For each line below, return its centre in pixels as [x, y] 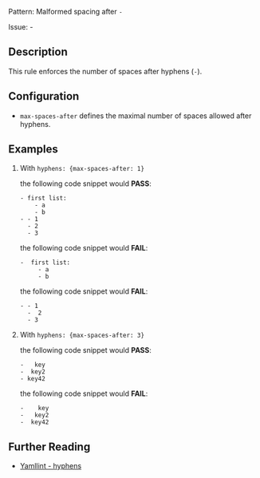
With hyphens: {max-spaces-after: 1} [82, 168]
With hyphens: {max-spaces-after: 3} [82, 335]
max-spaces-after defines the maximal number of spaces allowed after [136, 116]
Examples [33, 150]
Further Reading [49, 446]
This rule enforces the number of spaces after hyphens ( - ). [105, 71]
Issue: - [21, 27]
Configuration [44, 96]
